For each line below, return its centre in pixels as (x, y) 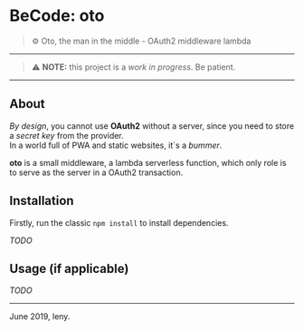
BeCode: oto (57, 16)
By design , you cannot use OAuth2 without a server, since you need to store (152, 126)
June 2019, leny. (40, 316)
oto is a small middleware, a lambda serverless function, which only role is (148, 162)
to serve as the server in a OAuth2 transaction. (96, 172)
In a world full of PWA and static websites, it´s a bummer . (116, 145)
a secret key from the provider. (66, 135)
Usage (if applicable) (69, 268)
